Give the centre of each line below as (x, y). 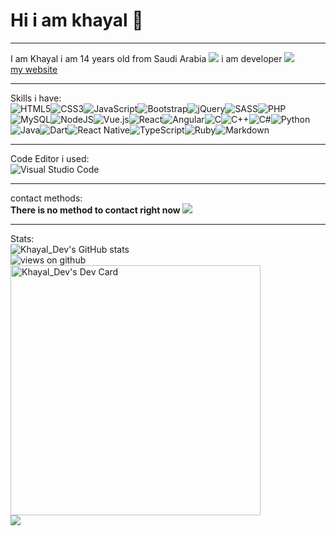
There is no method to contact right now (95, 210)
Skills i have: (36, 98)
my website (34, 69)
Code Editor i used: (50, 158)
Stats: (22, 238)
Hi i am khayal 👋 (77, 20)
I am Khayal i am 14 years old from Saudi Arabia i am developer (146, 58)
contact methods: (46, 198)
